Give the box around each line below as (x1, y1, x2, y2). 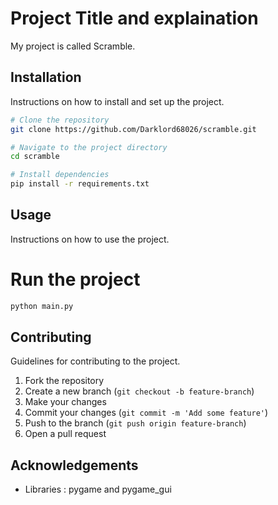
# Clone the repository (10, 115, 110, 125)
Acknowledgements (10, 457, 139, 474)
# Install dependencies (10, 170, 110, 180)
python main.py (10, 301, 74, 311)
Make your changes (24, 396, 107, 408)
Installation (10, 69, 82, 86)
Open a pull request (24, 428, 107, 440)
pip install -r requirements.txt (10, 179, 150, 189)
